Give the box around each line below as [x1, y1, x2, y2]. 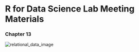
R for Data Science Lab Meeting [5, 3, 135, 14]
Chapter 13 [5, 31, 32, 38]
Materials [5, 13, 44, 25]
